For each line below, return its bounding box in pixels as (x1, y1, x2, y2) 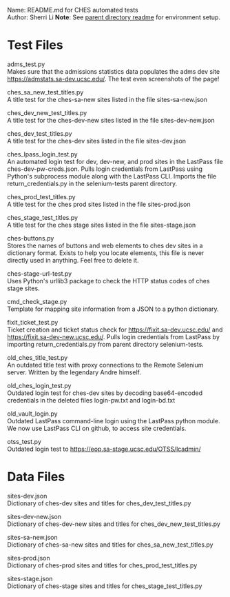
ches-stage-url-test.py (7, 269, 72, 278)
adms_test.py (7, 60, 45, 68)
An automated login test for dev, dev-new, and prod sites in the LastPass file (7, 157, 224, 165)
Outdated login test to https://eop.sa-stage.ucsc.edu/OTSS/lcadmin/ (7, 445, 201, 453)
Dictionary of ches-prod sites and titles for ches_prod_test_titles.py (7, 561, 198, 569)
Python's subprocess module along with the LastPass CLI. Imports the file (7, 172, 217, 180)
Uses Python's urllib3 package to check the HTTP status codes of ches (7, 276, 210, 285)
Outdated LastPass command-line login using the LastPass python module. (7, 416, 220, 425)
